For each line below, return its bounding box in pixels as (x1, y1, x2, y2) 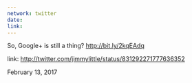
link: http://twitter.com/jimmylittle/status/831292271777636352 (7, 55, 186, 63)
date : (7, 16, 23, 23)
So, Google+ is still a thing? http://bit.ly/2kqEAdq (7, 42, 145, 50)
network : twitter (7, 10, 57, 17)
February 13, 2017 (7, 68, 58, 76)
